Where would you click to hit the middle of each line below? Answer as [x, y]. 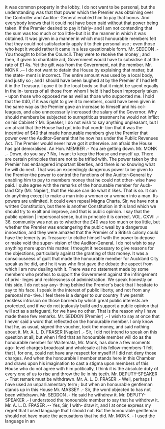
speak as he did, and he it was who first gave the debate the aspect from [79, 264]
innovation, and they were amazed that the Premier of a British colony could [82, 232]
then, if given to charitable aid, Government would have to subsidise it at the [82, 59]
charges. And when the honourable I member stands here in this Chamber [80, 358]
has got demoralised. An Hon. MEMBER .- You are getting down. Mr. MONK [81, 148]
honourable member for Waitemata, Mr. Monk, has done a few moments [78, 342]
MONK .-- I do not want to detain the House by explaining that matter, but [79, 70]
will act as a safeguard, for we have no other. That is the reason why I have [81, 311]
